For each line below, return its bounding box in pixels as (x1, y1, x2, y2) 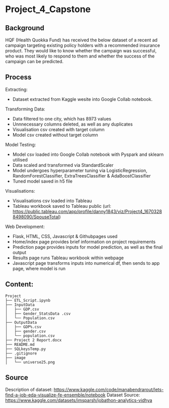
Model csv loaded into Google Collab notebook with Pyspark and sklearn (12, 151, 164, 157)
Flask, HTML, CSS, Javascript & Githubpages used (12, 233, 118, 239)
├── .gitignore (5, 351, 37, 356)
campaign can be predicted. (5, 59, 64, 64)
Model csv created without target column (12, 132, 98, 138)
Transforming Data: (5, 106, 45, 112)
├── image (5, 355, 26, 360)
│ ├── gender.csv (5, 329, 46, 334)
